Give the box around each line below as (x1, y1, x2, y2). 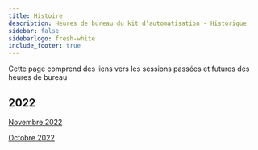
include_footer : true (8, 42, 81, 50)
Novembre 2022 (8, 117, 63, 127)
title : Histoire (8, 11, 63, 20)
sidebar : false (8, 27, 60, 35)
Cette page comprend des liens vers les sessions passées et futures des (8, 64, 250, 73)
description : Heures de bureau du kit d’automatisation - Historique (8, 19, 248, 27)
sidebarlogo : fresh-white (8, 34, 95, 43)
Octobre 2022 (8, 132, 55, 142)
